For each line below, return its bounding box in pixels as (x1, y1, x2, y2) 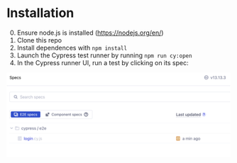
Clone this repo (16, 35, 62, 44)
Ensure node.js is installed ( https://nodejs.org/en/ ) (16, 28, 164, 37)
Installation (6, 5, 75, 21)
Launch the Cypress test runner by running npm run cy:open (16, 51, 192, 60)
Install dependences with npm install (16, 43, 128, 52)
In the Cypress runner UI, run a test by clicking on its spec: (16, 58, 189, 67)
